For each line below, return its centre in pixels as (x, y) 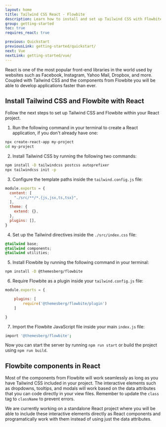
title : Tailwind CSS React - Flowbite (45, 14)
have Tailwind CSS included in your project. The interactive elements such (81, 383)
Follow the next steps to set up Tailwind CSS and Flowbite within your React (82, 113)
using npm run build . (26, 350)
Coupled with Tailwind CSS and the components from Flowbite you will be (80, 80)
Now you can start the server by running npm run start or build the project (81, 345)
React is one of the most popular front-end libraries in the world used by (79, 69)
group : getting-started (30, 24)
